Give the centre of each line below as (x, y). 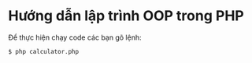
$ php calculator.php (44, 51)
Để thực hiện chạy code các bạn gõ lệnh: (75, 37)
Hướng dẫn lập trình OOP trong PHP (126, 16)
